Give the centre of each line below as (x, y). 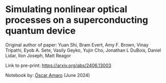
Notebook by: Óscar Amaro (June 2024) (48, 75)
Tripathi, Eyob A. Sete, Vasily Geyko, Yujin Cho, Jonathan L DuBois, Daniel (83, 50)
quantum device (40, 31)
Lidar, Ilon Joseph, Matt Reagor (38, 55)
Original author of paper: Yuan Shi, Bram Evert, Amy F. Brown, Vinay (77, 45)
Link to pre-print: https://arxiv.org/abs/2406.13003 (58, 65)
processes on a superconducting (77, 20)
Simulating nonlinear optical (66, 9)
